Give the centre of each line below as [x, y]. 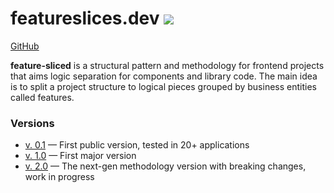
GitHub [25, 46]
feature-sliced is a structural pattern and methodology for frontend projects [167, 65]
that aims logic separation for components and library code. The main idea [164, 76]
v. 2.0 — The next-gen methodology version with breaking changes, [165, 166]
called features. [42, 97]
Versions [32, 123]
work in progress [59, 177]
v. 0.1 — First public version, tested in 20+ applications [137, 145]
